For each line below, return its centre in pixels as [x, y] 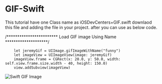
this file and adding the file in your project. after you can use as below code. [81, 27]
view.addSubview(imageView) [42, 68]
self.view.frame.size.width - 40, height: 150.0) [56, 63]
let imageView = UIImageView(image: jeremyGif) [63, 55]
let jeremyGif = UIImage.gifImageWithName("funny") [67, 51]
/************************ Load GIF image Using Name [61, 37]
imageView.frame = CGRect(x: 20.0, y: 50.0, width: [67, 59]
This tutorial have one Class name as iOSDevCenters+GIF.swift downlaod [79, 22]
